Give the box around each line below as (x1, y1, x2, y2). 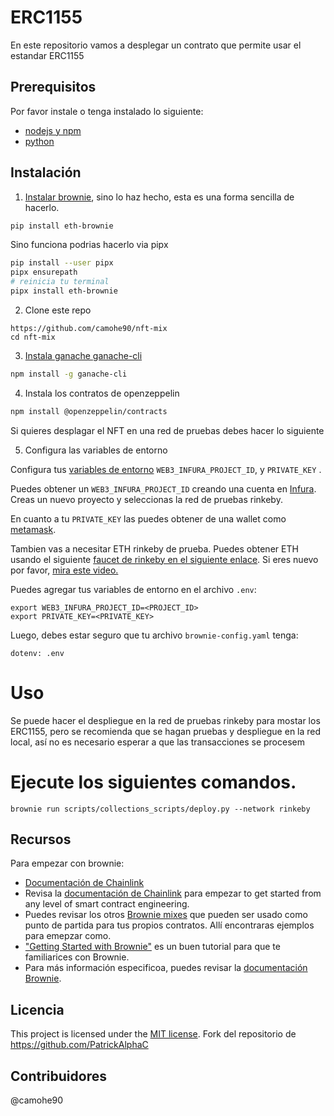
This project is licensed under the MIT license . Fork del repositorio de (10, 1028, 297, 1040)
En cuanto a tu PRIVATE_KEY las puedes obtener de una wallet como (10, 512, 287, 525)
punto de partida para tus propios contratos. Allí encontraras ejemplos (24, 919, 315, 931)
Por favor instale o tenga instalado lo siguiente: (10, 105, 204, 117)
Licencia (10, 1001, 65, 1018)
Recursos (10, 831, 72, 848)
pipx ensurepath (10, 267, 78, 278)
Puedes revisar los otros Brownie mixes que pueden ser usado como (24, 909, 308, 921)
